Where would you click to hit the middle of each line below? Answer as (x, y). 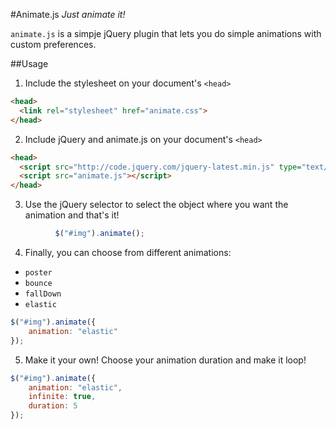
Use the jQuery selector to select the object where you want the (156, 205)
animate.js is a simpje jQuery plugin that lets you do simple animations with (166, 33)
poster (38, 273)
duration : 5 (53, 406)
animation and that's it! (72, 215)
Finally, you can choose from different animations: (128, 252)
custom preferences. (53, 44)
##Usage (29, 63)
